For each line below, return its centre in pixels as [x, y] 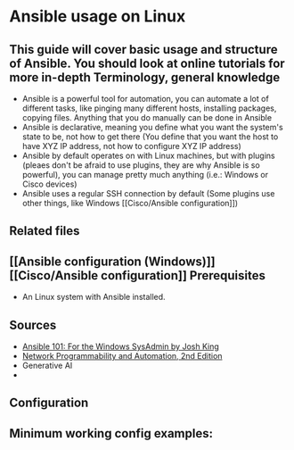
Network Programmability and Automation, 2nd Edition [122, 356]
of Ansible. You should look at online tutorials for [147, 63]
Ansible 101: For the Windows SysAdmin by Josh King [121, 346]
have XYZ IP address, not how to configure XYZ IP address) [132, 146]
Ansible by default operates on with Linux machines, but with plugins [148, 155]
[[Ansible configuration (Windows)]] [112, 261]
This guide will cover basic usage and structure [143, 50]
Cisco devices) [49, 184]
